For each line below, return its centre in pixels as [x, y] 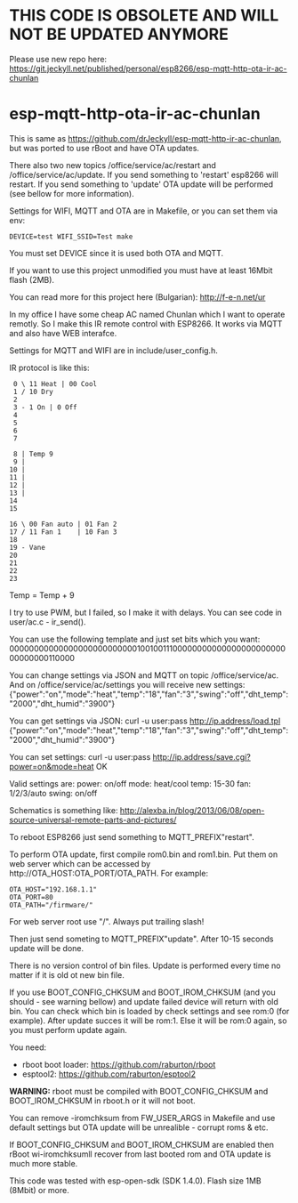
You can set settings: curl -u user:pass [80, 756]
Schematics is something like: [64, 810]
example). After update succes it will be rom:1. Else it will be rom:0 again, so [148, 1021]
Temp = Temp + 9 [42, 595]
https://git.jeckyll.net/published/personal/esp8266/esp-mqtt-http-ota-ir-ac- [148, 69]
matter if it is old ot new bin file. [67, 974]
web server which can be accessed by [80, 863]
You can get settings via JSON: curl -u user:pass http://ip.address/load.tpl [145, 721]
